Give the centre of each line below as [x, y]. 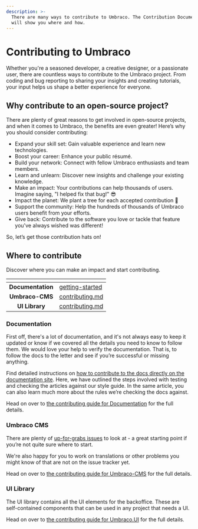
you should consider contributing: [47, 132]
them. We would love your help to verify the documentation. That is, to [91, 349]
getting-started [81, 287]
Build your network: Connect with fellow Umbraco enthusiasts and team [102, 163]
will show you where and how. [48, 22]
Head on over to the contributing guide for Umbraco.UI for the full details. [95, 519]
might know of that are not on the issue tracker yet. [68, 462]
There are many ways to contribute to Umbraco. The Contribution [93, 17]
